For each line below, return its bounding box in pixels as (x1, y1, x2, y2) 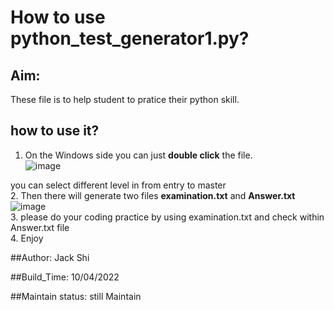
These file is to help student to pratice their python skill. (10, 94, 240, 105)
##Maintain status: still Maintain (10, 290, 142, 302)
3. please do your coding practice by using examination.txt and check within (10, 211, 325, 223)
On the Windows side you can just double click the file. (24, 149, 253, 161)
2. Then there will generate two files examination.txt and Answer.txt (10, 189, 296, 201)
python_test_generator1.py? (10, 27, 250, 50)
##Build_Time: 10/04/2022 (10, 271, 120, 283)
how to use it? (10, 122, 100, 140)
